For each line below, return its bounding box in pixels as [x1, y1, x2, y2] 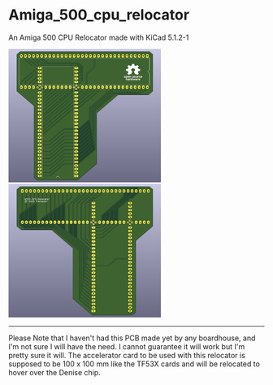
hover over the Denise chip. [8, 367, 102, 377]
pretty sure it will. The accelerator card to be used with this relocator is [8, 350, 245, 360]
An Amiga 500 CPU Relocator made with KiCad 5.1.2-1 [8, 32, 189, 42]
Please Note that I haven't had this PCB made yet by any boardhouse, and [8, 333, 256, 343]
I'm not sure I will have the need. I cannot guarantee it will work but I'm [8, 341, 245, 351]
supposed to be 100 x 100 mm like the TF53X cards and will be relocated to [8, 359, 260, 369]
